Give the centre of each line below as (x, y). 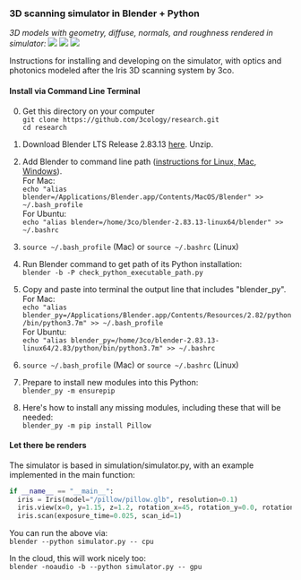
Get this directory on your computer (88, 111)
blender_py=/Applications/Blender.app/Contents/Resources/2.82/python (157, 315)
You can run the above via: (59, 533)
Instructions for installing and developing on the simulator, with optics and (146, 61)
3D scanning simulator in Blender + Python (104, 13)
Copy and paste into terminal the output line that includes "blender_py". (154, 289)
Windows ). (42, 171)
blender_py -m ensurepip (69, 391)
